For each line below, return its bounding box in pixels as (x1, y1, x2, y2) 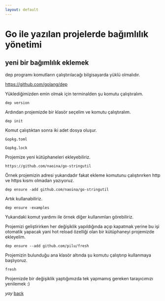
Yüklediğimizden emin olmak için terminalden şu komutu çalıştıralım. (5, 91, 144, 97)
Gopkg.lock (5, 145, 28, 150)
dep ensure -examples (5, 205, 50, 210)
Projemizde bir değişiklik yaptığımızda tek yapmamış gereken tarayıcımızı (5, 275, 154, 281)
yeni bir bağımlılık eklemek (5, 59, 89, 67)
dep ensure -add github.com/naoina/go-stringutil (5, 187, 109, 192)
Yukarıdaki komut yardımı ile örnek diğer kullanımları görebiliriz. (5, 214, 134, 220)
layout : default (5, 7, 38, 12)
